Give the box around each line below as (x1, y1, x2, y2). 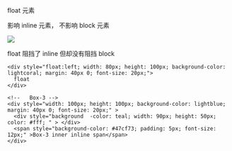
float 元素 (7, 6, 35, 14)
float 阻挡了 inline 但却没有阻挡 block (7, 49, 115, 58)
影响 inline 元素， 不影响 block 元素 (7, 21, 110, 30)
